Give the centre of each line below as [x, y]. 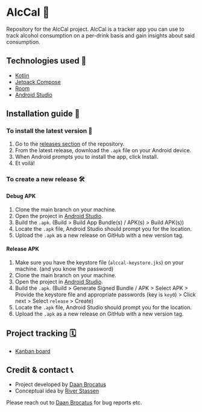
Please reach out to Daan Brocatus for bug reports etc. [74, 403]
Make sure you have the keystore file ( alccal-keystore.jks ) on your [99, 262]
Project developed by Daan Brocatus [61, 385]
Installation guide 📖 [43, 114]
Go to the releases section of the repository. [70, 144]
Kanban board [33, 351]
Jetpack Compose [38, 82]
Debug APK [21, 196]
